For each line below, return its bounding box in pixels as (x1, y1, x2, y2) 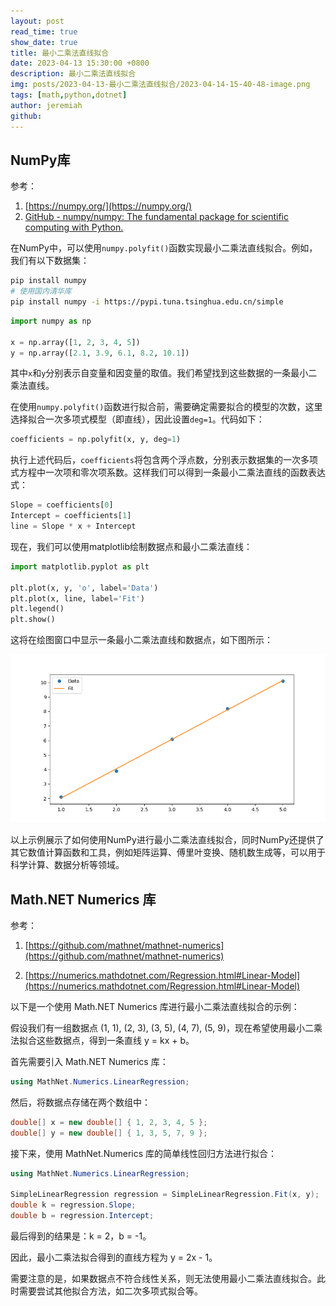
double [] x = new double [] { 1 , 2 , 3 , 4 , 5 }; (10, 1117, 208, 1127)
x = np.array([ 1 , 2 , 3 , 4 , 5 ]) (10, 337, 141, 347)
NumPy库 (10, 151, 71, 169)
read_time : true (10, 26, 78, 37)
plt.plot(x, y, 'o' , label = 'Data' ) (10, 583, 159, 593)
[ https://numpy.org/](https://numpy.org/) (24, 200, 193, 212)
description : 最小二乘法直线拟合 (10, 69, 137, 79)
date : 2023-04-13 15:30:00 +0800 (10, 58, 150, 69)
